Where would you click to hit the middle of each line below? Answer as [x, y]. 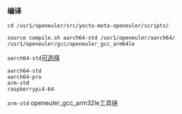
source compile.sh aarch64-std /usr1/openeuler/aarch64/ [91, 38]
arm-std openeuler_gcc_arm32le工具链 [63, 103]
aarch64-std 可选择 [34, 58]
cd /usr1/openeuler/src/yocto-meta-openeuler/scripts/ [88, 26]
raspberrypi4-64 [31, 89]
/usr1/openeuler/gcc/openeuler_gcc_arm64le [71, 44]
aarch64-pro [24, 77]
